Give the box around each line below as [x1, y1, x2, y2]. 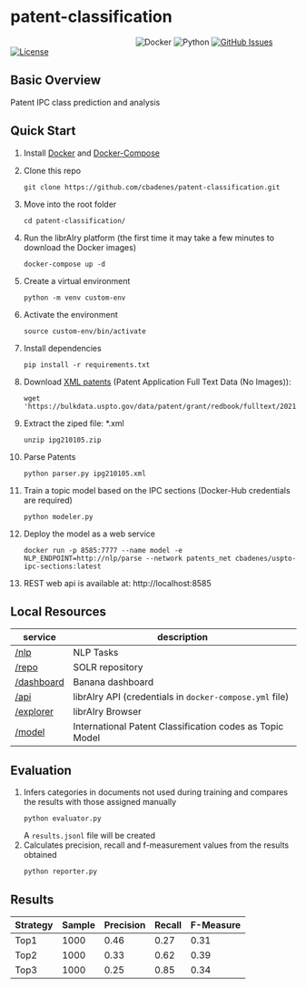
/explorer [15, 706, 54, 718]
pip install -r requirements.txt [23, 360, 151, 370]
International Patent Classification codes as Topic [73, 720, 284, 733]
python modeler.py [23, 512, 94, 521]
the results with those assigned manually [23, 797, 177, 808]
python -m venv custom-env [23, 293, 126, 302]
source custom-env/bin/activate [23, 326, 146, 336]
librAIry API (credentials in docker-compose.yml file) [73, 690, 290, 703]
